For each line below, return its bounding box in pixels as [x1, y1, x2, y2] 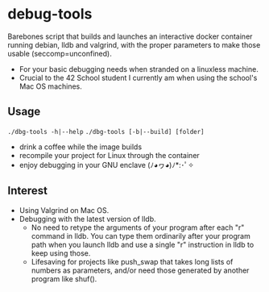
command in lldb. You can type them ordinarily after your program [31, 231, 250, 240]
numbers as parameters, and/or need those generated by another [31, 265, 250, 275]
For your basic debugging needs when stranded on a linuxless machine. [19, 64, 259, 73]
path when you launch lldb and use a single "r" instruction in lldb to [31, 240, 255, 249]
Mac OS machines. [19, 81, 82, 91]
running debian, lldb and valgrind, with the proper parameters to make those [7, 40, 261, 49]
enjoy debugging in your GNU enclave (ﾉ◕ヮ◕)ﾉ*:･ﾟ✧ [19, 160, 194, 169]
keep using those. [31, 248, 91, 258]
